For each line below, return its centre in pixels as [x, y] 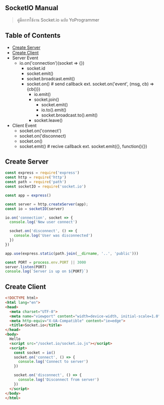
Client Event [24, 125]
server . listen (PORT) [26, 267]
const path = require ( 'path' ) [36, 182]
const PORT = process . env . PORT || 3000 [46, 262]
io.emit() [42, 94]
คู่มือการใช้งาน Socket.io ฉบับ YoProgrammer [58, 20]
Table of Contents [33, 36]
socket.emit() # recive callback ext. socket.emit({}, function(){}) [83, 146]
